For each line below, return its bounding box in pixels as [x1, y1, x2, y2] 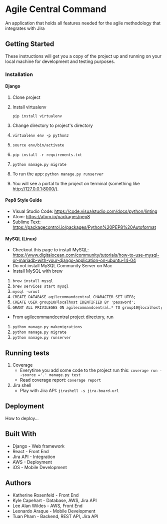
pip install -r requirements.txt [12, 152, 82, 157]
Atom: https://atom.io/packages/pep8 [12, 214, 90, 220]
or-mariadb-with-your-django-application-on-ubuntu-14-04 [12, 257, 136, 263]
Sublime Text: [12, 219, 41, 225]
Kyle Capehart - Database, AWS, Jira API [12, 497, 97, 503]
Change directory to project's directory [12, 122, 93, 128]
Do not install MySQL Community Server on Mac [12, 263, 112, 269]
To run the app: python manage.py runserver [12, 171, 103, 177]
